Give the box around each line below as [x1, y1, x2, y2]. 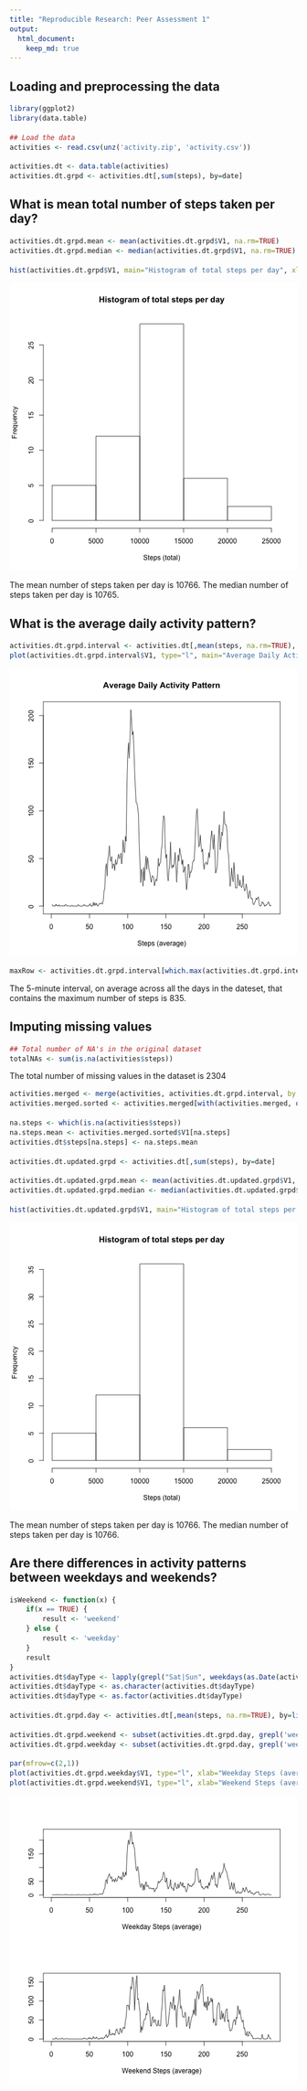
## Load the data [9, 133, 76, 142]
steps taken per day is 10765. [9, 590, 120, 601]
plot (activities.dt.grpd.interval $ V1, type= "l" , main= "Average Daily [9, 651, 281, 660]
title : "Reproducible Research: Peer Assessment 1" [9, 15, 210, 24]
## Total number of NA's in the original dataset [9, 1044, 203, 1053]
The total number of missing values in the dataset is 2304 [9, 1071, 227, 1082]
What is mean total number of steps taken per [9, 197, 276, 212]
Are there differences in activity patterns [9, 1555, 247, 1572]
